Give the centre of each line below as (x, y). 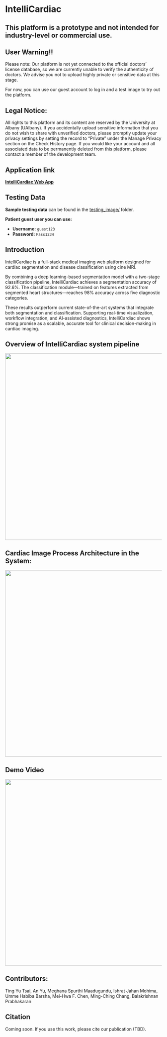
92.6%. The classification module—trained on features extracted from (77, 287)
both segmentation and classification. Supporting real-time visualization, (80, 312)
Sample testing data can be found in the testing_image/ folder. (70, 209)
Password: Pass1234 (33, 234)
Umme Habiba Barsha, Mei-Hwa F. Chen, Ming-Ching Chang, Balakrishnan (82, 996)
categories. (17, 298)
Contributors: (27, 979)
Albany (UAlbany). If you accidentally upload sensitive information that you (82, 128)
